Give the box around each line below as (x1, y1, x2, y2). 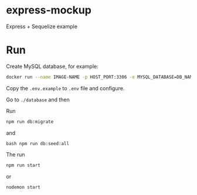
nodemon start (6, 184, 41, 190)
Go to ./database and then (6, 96, 70, 103)
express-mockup (6, 4, 92, 17)
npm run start (6, 162, 41, 168)
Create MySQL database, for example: (6, 63, 98, 70)
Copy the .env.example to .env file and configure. (6, 84, 125, 91)
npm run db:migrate (6, 118, 54, 125)
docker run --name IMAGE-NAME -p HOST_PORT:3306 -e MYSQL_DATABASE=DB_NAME (6, 74, 195, 80)
